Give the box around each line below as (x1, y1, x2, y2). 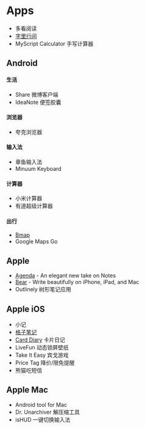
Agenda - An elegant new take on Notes (15, 272, 116, 279)
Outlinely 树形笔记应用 (15, 286, 71, 293)
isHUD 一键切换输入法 (15, 416, 71, 423)
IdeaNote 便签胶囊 (15, 99, 62, 106)
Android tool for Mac (15, 401, 68, 408)
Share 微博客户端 (15, 91, 59, 98)
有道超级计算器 (15, 203, 53, 210)
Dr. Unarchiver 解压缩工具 (15, 408, 80, 416)
